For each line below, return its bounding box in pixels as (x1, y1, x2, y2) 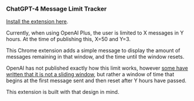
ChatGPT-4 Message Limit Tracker (6, 5, 107, 13)
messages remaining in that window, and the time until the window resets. (6, 53, 185, 60)
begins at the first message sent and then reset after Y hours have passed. (6, 77, 186, 84)
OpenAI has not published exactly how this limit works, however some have (6, 65, 189, 72)
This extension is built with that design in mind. (6, 89, 120, 96)
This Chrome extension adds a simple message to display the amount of (6, 47, 181, 54)
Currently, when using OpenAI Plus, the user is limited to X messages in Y (6, 29, 184, 36)
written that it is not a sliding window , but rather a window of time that (6, 71, 175, 78)
